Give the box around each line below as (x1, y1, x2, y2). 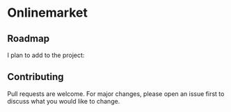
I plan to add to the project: (7, 51, 85, 59)
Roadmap (7, 33, 50, 45)
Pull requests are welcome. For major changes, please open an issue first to (7, 89, 225, 98)
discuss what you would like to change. (7, 97, 120, 105)
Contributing (7, 71, 64, 83)
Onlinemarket (7, 5, 88, 21)
